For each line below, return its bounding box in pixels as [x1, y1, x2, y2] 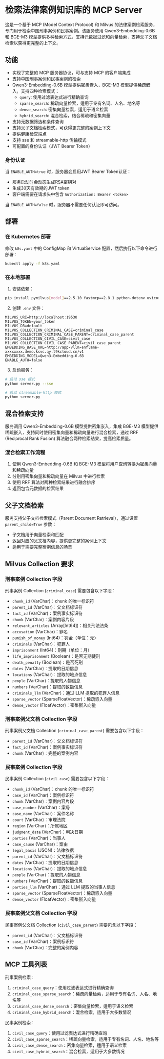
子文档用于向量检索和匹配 [12, 532, 64, 538]
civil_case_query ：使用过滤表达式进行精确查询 [12, 1030, 107, 1036]
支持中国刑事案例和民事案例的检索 [12, 75, 81, 81]
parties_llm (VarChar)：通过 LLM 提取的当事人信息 [12, 884, 116, 890]
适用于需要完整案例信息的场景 [12, 544, 72, 550]
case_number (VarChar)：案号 [12, 804, 70, 811]
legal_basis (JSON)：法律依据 [12, 847, 74, 853]
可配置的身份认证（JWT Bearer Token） [12, 143, 93, 149]
